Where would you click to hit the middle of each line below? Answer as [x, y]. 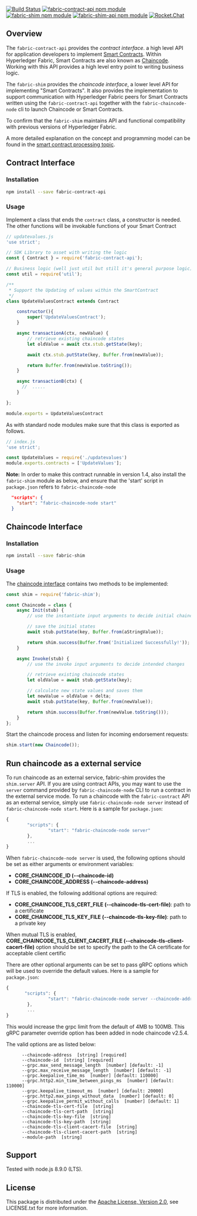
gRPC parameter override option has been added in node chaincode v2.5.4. [97, 1033]
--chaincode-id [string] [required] [68, 1060]
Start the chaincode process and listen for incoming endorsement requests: [97, 735]
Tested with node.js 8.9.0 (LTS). [45, 1169]
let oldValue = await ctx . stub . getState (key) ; [85, 344]
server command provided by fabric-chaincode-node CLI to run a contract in [98, 790]
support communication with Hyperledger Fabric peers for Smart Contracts [97, 96]
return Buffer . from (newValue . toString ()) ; [80, 365]
